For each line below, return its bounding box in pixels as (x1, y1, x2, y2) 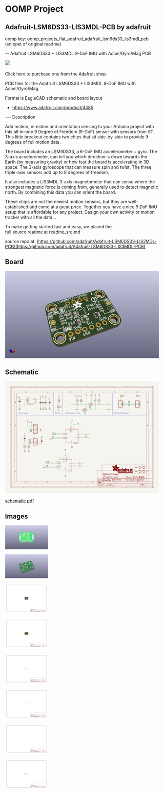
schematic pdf (5, 498, 34, 504)
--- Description (5, 114, 36, 120)
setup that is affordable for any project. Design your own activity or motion (5, 209, 155, 215)
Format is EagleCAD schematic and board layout (5, 95, 102, 101)
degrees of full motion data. (5, 139, 61, 145)
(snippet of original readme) (5, 41, 61, 47)
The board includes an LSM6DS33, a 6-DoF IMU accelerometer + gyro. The (5, 149, 157, 154)
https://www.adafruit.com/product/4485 (12, 105, 94, 110)
